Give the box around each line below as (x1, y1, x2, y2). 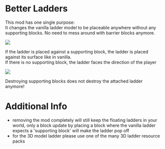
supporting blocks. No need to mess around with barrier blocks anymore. (5, 30, 156, 36)
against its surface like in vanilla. (5, 54, 72, 60)
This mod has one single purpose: (5, 19, 75, 25)
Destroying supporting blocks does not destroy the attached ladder (5, 78, 143, 84)
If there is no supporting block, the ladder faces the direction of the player (5, 59, 157, 65)
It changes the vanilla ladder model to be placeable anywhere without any (5, 24, 157, 30)
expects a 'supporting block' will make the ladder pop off (12, 127, 129, 134)
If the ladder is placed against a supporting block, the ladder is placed (5, 49, 148, 54)
